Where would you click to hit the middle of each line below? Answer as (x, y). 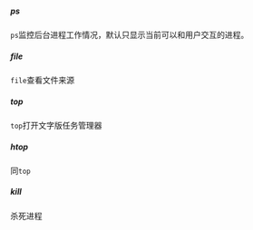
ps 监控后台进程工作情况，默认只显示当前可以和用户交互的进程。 (130, 34)
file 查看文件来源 (43, 80)
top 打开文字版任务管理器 (56, 125)
